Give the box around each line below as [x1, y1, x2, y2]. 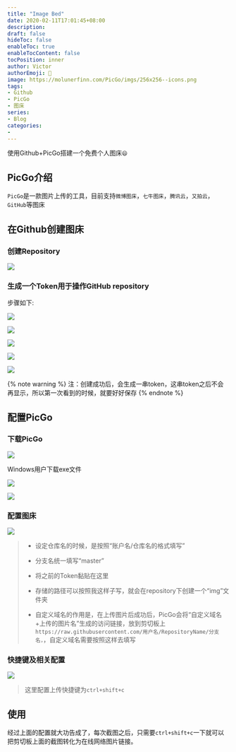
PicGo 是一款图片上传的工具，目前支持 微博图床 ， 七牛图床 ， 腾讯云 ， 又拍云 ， [7, 192, 214, 200]
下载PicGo [7, 434, 43, 444]
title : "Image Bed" [7, 10, 65, 18]
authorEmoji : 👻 [7, 69, 52, 76]
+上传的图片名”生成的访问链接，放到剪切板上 [35, 619, 166, 628]
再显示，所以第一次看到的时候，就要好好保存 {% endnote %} [7, 389, 184, 397]
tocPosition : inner [7, 57, 65, 64]
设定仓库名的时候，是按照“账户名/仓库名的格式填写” [35, 541, 185, 550]
